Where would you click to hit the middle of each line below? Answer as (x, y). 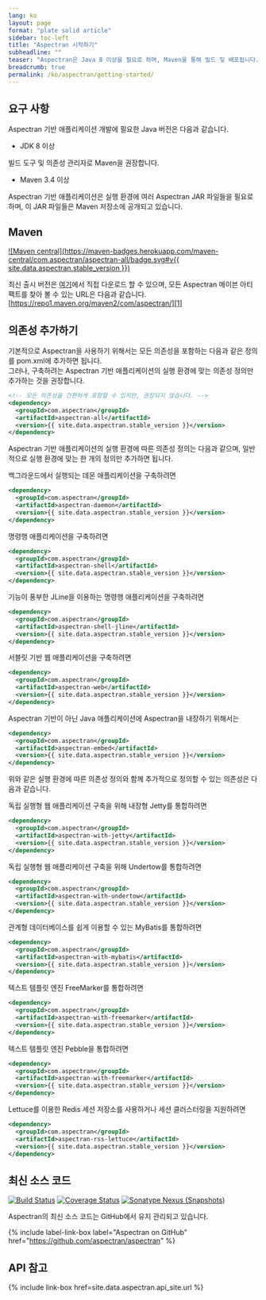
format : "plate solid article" (60, 30)
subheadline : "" (35, 52)
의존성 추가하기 (43, 330)
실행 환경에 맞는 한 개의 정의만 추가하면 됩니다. (101, 459)
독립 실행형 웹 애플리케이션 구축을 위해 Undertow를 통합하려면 (105, 867)
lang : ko (23, 15)
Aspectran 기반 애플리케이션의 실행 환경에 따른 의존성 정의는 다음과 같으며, (124, 448)
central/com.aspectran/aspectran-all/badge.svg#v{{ (94, 260)
